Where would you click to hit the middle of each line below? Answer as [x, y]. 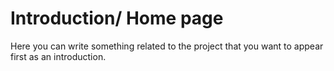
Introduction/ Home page [117, 18]
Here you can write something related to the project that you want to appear [167, 46]
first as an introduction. [58, 56]
